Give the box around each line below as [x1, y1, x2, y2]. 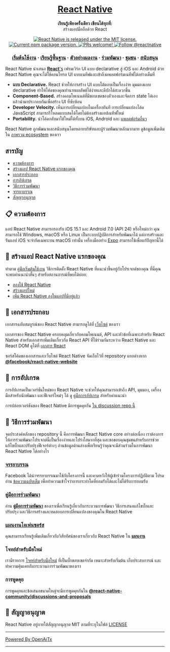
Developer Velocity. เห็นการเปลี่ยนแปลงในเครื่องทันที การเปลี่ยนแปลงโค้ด [12, 104, 144, 110]
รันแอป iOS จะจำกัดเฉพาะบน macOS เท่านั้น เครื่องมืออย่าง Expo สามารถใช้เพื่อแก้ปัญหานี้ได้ [5, 237, 163, 243]
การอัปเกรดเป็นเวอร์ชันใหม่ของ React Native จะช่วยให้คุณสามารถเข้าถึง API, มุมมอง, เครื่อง [5, 387, 161, 393]
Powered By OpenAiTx [5, 636, 52, 642]
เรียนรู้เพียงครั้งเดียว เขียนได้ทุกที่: [57, 20, 113, 26]
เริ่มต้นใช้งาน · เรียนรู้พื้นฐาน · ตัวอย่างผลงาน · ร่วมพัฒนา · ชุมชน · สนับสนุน [12, 54, 158, 61]
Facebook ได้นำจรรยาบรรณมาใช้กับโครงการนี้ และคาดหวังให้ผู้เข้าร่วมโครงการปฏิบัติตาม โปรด [5, 473, 164, 479]
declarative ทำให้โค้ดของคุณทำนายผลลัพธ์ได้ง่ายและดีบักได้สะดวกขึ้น [12, 87, 131, 93]
